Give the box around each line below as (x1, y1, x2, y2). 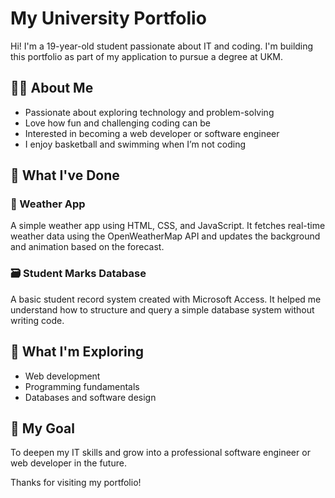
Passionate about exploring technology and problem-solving (24, 106, 275, 118)
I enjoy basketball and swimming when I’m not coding (24, 138, 247, 150)
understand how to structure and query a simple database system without (10, 303, 315, 316)
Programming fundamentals (24, 380, 140, 392)
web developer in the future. (10, 457, 127, 469)
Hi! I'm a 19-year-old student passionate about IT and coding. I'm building (10, 40, 314, 52)
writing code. (10, 314, 65, 326)
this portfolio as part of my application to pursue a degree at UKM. (10, 50, 284, 62)
